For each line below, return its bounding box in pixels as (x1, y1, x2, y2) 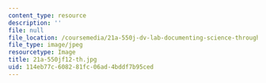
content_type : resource (8, 11, 87, 20)
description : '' (8, 19, 62, 27)
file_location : (8, 33, 59, 42)
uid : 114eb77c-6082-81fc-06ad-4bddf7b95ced (8, 63, 154, 71)
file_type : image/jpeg (8, 41, 83, 49)
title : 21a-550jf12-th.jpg (8, 56, 97, 64)
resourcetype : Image (8, 48, 77, 56)
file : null (8, 26, 44, 34)
